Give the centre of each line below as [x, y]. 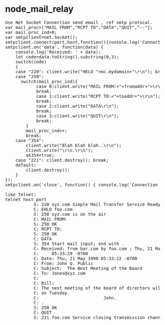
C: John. [75, 298]
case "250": [30, 76]
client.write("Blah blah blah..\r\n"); [74, 145]
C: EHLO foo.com [53, 209]
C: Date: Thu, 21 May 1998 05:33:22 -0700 [85, 258]
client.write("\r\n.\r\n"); [59, 150]
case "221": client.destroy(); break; [62, 160]
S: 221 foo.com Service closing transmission [89, 317]
